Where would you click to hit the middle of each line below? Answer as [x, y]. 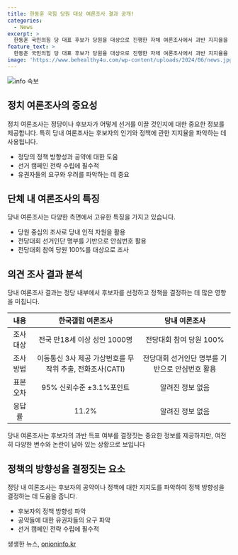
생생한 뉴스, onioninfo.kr [42, 544]
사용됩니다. [23, 142]
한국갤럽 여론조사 [86, 321]
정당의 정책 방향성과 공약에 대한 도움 [68, 156]
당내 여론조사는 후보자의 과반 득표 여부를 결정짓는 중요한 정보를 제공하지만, [110, 435]
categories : [25, 21]
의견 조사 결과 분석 [45, 274]
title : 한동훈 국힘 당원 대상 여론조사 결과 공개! [71, 14]
